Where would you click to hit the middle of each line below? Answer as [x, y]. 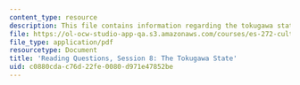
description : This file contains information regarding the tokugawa [142, 26]
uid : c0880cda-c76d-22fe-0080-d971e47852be [92, 67]
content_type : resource [54, 17]
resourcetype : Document [54, 50]
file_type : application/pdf [62, 42]
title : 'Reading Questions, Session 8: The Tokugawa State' [124, 58]
